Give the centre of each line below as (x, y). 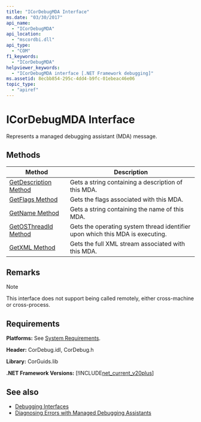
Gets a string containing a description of (126, 182)
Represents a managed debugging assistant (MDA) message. (82, 136)
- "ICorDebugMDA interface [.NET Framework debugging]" (83, 73)
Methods (23, 155)
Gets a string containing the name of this (127, 209)
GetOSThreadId (31, 226)
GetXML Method (32, 247)
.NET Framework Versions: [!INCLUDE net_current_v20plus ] (80, 373)
